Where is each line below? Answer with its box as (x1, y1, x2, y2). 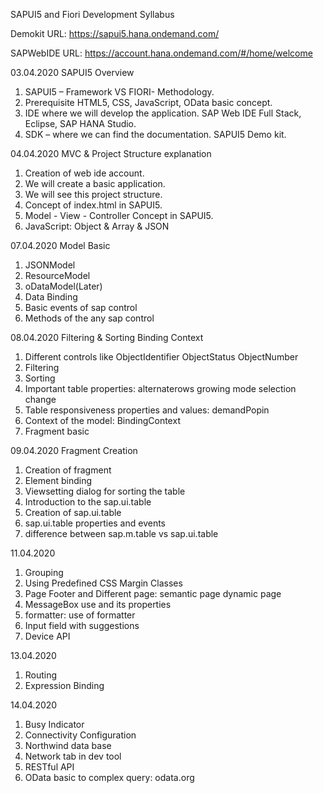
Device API (24, 630, 71, 642)
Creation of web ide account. (24, 167, 145, 179)
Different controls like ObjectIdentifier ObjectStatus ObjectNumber (24, 351, 299, 363)
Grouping (24, 567, 64, 578)
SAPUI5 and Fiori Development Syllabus (10, 9, 175, 20)
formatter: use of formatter (24, 609, 136, 621)
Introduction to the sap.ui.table (24, 496, 152, 508)
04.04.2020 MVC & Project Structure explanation (10, 148, 212, 159)
